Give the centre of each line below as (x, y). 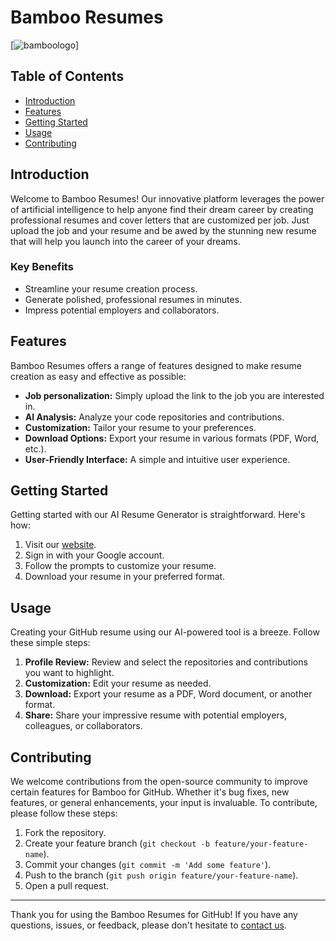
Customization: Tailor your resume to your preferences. (140, 427)
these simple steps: (50, 643)
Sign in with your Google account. (94, 555)
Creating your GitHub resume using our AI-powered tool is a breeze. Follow (165, 632)
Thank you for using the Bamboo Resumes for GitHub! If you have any (154, 915)
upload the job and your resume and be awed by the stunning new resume (163, 230)
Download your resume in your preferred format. (125, 577)
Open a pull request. (67, 886)
